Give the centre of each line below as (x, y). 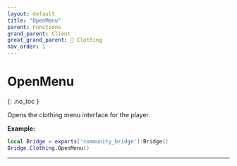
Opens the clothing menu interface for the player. (79, 114)
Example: (22, 129)
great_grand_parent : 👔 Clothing (55, 40)
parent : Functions (34, 27)
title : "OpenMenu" (34, 20)
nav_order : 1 (26, 47)
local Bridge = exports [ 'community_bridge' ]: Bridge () (88, 141)
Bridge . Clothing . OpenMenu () (49, 148)
